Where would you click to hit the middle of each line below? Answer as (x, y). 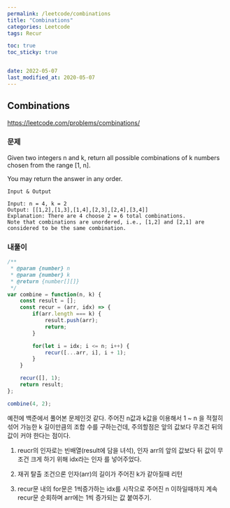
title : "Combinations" (40, 20)
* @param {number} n (40, 269)
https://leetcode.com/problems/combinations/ (74, 122)
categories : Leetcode (39, 27)
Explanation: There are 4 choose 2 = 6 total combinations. (97, 216)
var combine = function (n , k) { (54, 294)
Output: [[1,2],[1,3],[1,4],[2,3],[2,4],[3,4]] (78, 210)
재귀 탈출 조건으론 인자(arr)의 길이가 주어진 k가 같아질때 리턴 (100, 474)
